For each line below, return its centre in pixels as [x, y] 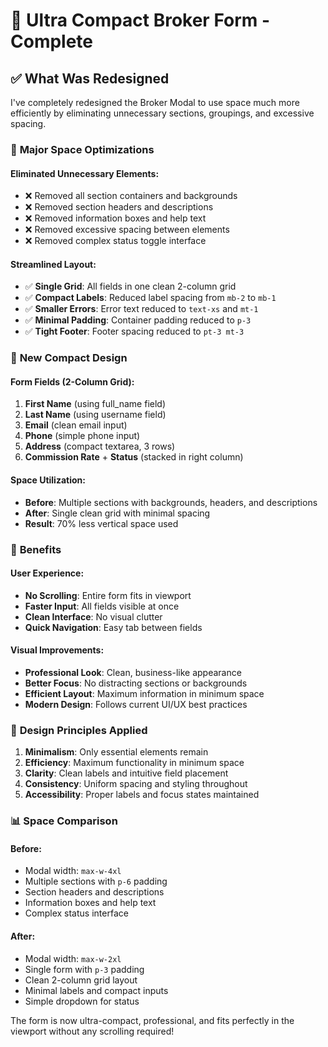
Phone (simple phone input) [82, 436]
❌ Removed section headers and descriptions [119, 207]
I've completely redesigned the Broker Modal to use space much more [155, 102]
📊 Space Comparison [64, 821]
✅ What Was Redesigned [90, 78]
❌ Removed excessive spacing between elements [127, 230]
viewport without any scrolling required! [92, 1031]
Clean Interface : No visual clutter [93, 616]
